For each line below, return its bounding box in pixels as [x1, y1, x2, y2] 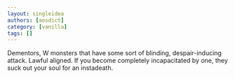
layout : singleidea [7, 10, 65, 17]
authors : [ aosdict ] [7, 17, 65, 24]
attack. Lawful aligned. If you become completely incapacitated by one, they [7, 57, 228, 65]
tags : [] [7, 29, 33, 37]
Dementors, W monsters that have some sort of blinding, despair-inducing [7, 49, 222, 57]
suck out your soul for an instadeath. [7, 64, 114, 72]
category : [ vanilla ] [7, 23, 68, 30]
